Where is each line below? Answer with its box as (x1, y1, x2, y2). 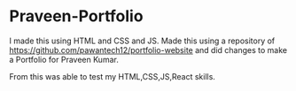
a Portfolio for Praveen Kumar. (9, 54, 120, 64)
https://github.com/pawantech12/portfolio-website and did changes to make (9, 44, 288, 55)
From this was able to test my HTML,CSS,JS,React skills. (9, 71, 215, 81)
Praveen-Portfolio (9, 6, 144, 27)
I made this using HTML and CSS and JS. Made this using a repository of (9, 35, 276, 46)
